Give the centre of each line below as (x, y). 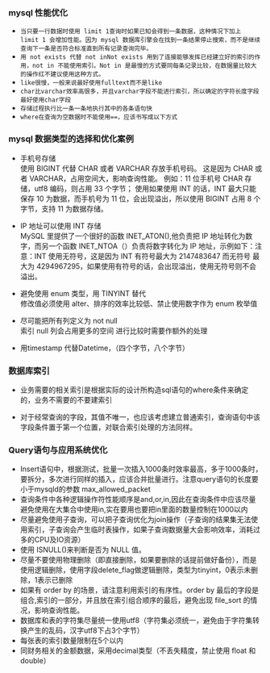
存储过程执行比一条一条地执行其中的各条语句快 (86, 109)
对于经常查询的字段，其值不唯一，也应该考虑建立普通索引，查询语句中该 (140, 416)
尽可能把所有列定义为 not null (69, 320)
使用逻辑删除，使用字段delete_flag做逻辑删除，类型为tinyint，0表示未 (135, 570)
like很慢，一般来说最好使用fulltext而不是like (91, 83)
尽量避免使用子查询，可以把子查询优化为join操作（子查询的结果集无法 (135, 520)
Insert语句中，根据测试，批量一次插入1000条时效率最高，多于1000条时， (141, 469)
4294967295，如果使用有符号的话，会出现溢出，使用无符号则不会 (146, 266)
